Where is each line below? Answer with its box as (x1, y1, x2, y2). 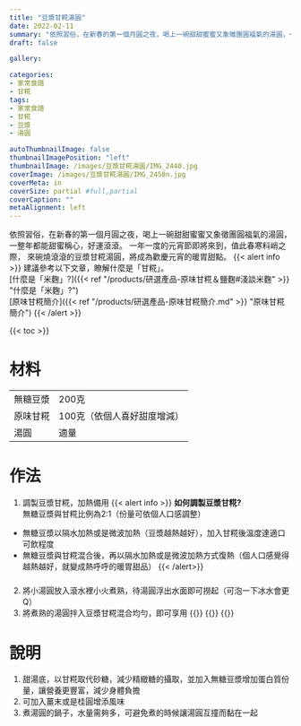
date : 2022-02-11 (9, 22, 74, 30)
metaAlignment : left (9, 203, 87, 212)
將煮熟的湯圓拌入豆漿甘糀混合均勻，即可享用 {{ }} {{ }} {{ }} (21, 608, 235, 618)
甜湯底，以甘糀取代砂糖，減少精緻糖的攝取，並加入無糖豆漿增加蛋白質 (21, 674, 282, 685)
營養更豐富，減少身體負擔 (46, 685, 141, 696)
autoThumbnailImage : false (9, 145, 110, 154)
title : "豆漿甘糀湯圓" (9, 13, 86, 22)
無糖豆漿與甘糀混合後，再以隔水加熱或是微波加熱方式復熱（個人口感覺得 (21, 550, 289, 560)
